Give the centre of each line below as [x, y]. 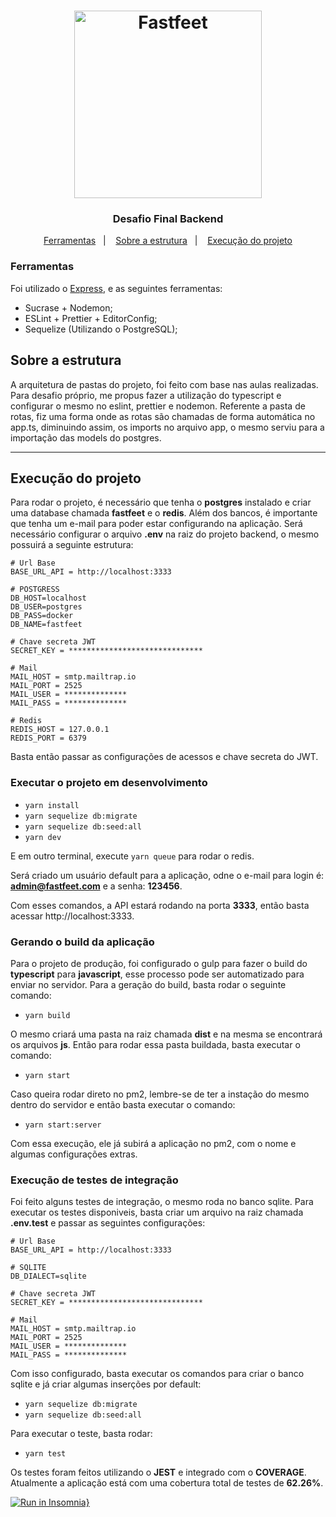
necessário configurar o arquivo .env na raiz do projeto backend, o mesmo [165, 534]
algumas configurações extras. [74, 1154]
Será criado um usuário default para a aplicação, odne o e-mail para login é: [167, 875]
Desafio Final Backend [168, 219]
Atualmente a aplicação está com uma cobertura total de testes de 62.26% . [167, 1483]
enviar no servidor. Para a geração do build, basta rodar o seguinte [148, 984]
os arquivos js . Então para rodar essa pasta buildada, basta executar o [155, 1044]
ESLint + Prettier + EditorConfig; [91, 318]
